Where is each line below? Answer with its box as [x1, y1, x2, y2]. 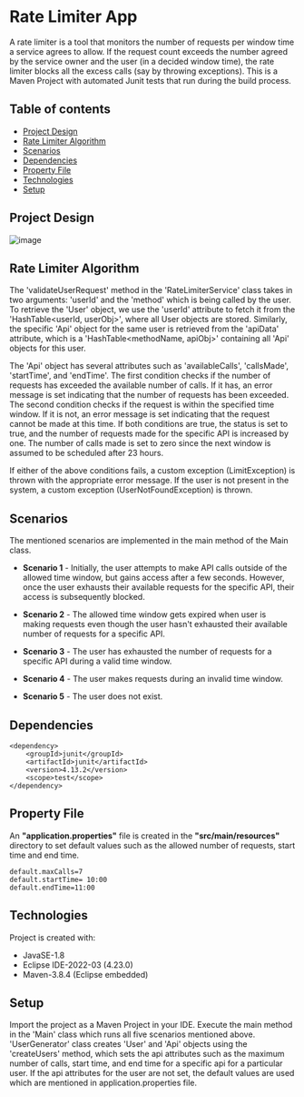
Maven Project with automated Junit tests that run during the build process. [9, 75, 292, 86]
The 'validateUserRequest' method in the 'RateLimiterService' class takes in [9, 285, 293, 296]
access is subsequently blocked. [22, 592, 145, 603]
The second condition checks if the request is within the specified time [9, 399, 275, 411]
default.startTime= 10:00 [9, 875, 107, 884]
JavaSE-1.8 [22, 950, 65, 960]
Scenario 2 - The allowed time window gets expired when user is [22, 609, 267, 620]
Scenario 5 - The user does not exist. [22, 691, 163, 702]
